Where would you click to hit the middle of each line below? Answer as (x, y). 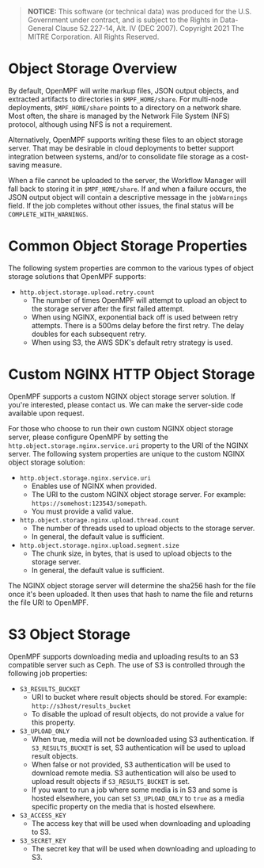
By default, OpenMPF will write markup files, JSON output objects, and (124, 90)
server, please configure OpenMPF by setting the (88, 437)
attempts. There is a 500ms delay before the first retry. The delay (138, 325)
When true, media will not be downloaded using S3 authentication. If (143, 739)
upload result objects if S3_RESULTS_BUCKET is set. (111, 781)
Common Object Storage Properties (128, 246)
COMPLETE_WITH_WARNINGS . (48, 214)
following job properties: (48, 673)
